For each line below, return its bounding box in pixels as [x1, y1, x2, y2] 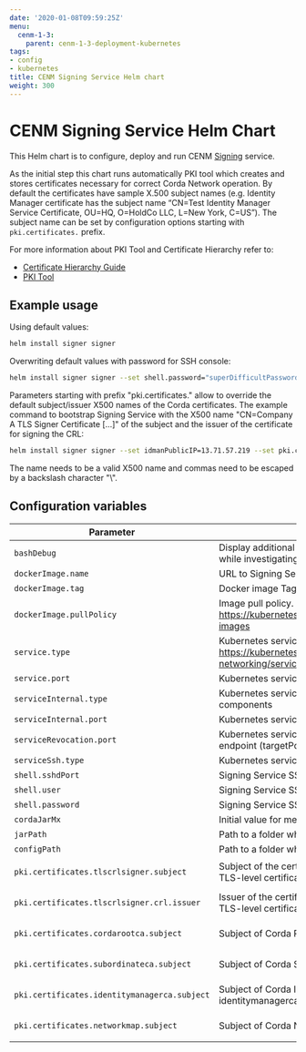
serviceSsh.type [14, 755, 85, 765]
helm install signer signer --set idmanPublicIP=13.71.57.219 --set [9, 446, 275, 455]
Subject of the [218, 860, 280, 873]
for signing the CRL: [9, 429, 85, 440]
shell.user [14, 784, 61, 795]
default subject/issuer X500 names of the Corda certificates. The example [9, 400, 289, 411]
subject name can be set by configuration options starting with [9, 216, 245, 228]
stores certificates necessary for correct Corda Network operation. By [9, 178, 273, 189]
